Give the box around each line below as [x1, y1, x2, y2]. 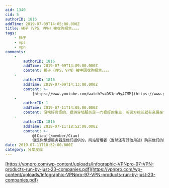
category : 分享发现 [5, 147, 43, 152]
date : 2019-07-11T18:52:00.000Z [5, 142, 73, 148]
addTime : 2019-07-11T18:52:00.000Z [23, 124, 98, 129]
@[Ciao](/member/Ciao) [32, 133, 80, 138]
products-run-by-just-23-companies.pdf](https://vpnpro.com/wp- [5, 166, 142, 172]
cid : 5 [5, 12, 19, 17]
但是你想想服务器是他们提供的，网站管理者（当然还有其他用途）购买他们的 [32, 138, 163, 143]
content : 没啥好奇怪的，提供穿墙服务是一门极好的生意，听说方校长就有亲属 [23, 110, 160, 115]
